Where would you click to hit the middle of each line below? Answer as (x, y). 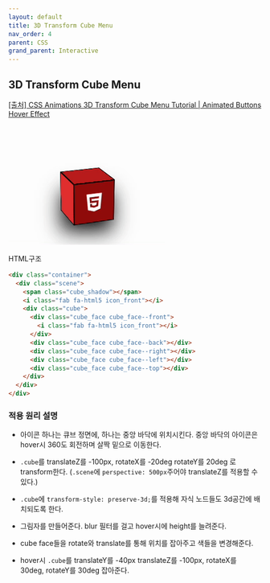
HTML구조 (25, 258)
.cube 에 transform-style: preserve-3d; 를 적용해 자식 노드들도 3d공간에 (136, 499)
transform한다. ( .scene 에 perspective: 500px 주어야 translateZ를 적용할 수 (139, 472)
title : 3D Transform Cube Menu (61, 25)
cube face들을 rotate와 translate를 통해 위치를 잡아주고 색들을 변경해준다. (137, 544)
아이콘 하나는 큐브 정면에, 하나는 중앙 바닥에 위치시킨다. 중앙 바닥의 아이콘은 (139, 435)
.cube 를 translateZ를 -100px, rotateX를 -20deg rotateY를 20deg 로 (128, 462)
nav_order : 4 (30, 34)
